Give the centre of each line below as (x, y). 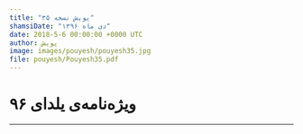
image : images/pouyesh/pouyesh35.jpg (80, 51)
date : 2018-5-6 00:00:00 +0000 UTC (76, 34)
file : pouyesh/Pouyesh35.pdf (64, 59)
